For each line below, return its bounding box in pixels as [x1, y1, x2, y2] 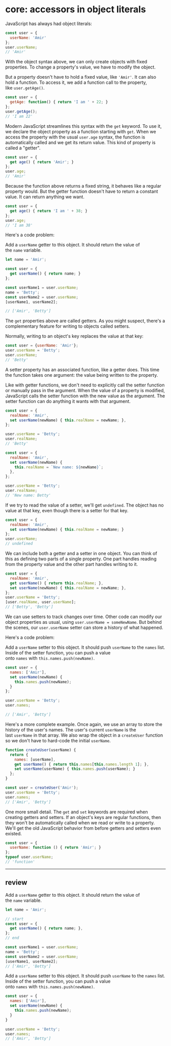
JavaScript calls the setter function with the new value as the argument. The [5, 393, 165, 399]
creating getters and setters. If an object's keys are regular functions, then [5, 814, 161, 820]
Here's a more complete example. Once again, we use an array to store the [5, 721, 163, 727]
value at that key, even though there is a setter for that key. [5, 507, 129, 513]
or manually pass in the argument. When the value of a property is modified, [5, 387, 165, 393]
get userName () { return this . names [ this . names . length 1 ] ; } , [14, 762, 149, 767]
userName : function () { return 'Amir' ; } [10, 845, 101, 850]
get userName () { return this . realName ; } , [10, 580, 103, 586]
